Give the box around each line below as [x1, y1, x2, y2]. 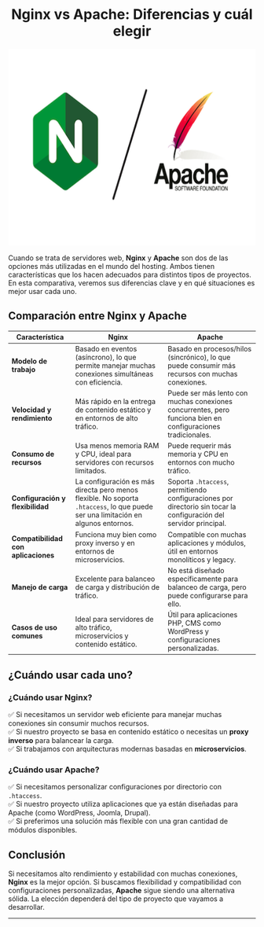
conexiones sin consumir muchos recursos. [8, 719, 149, 728]
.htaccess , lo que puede [75, 502, 153, 512]
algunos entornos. [75, 519, 134, 528]
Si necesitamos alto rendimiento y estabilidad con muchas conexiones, [8, 869, 238, 878]
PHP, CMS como [167, 619, 222, 627]
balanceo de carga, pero [167, 582, 247, 591]
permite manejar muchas [75, 360, 156, 370]
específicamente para [167, 574, 238, 583]
